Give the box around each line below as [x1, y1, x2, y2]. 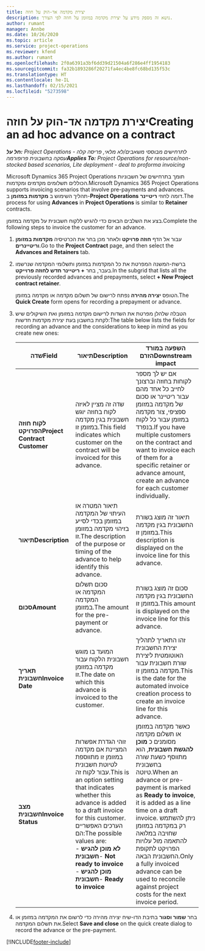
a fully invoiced [135, 859, 179, 868]
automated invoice [135, 682, 189, 690]
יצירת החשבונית [135, 643, 178, 652]
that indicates [75, 783, 115, 792]
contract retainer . [15, 279, 61, 287]
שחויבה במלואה [135, 829, 178, 837]
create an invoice [135, 697, 185, 705]
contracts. [6, 205, 32, 213]
